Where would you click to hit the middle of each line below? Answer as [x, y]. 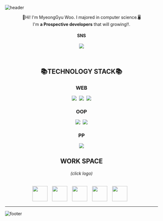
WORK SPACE [81, 161]
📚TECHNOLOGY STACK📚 [81, 71]
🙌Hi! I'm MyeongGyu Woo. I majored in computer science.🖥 [81, 17]
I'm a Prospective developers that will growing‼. [81, 24]
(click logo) [81, 174]
